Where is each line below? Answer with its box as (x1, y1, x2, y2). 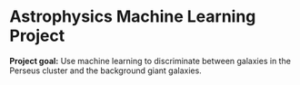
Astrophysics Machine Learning (9, 6, 256, 27)
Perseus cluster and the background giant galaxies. (9, 65, 202, 76)
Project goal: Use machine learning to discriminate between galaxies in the (9, 55, 291, 66)
